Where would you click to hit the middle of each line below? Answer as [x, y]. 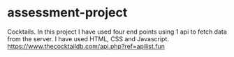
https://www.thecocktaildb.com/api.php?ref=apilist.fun [86, 46]
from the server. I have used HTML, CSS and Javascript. [88, 38]
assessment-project [67, 13]
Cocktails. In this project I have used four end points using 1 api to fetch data [117, 32]
